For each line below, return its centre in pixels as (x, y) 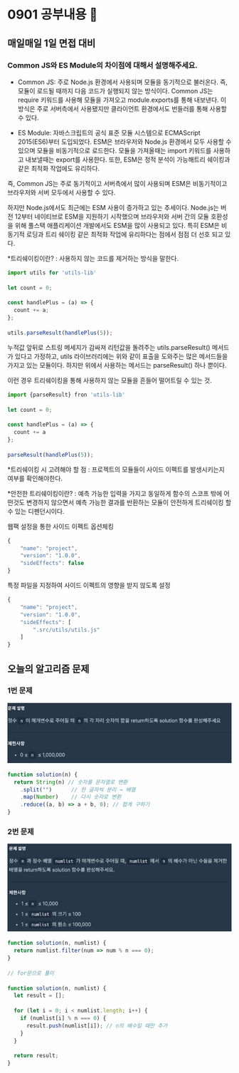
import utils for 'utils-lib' (52, 273)
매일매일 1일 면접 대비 (52, 43)
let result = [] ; (39, 996)
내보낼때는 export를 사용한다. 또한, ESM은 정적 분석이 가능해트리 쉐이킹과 (128, 159)
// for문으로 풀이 (31, 973)
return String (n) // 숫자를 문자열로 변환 (71, 782)
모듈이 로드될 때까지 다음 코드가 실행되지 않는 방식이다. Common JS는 (115, 90)
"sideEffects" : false (52, 564)
